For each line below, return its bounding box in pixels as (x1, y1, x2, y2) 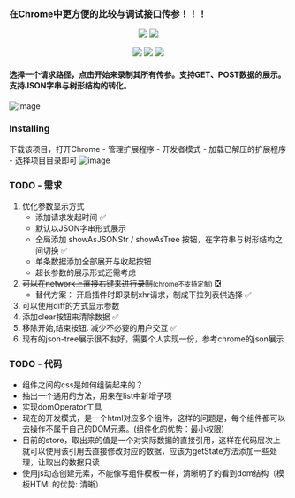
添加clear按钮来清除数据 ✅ (21, 311, 119, 322)
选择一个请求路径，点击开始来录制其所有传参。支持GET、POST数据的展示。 (9, 69, 286, 80)
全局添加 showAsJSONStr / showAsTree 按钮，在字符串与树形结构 (34, 234, 276, 245)
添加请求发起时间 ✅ (34, 212, 107, 223)
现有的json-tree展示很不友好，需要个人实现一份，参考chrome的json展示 (21, 333, 284, 344)
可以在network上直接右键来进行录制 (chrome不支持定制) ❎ (21, 279, 222, 289)
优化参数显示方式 (21, 201, 85, 211)
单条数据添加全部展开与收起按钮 (34, 257, 152, 267)
